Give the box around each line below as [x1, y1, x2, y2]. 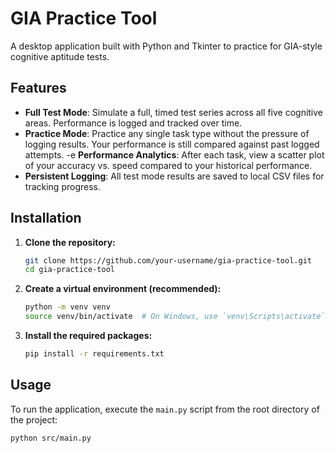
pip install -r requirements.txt [24, 349, 165, 359]
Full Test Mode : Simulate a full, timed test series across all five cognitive [24, 106, 324, 118]
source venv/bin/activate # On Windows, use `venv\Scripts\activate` [24, 312, 326, 322]
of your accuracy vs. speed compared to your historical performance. [24, 159, 313, 171]
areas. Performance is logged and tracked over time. [24, 117, 243, 129]
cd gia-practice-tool [24, 265, 115, 275]
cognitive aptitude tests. [10, 50, 110, 62]
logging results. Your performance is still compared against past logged [24, 138, 320, 150]
